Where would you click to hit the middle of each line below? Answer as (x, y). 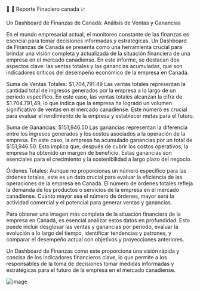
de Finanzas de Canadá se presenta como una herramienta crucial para (94, 47)
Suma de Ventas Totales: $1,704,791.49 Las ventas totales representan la (96, 84)
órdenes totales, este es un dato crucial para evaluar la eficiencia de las (94, 177)
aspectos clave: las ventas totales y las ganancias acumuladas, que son (95, 66)
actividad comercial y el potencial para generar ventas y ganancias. (89, 202)
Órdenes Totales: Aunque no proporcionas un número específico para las (96, 171)
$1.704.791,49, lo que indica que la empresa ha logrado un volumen (89, 103)
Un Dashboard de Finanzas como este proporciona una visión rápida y (93, 251)
